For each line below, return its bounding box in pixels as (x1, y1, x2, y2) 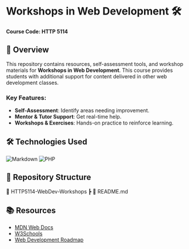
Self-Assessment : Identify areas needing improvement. (14, 107, 150, 114)
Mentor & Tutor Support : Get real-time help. (14, 113, 122, 120)
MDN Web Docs (14, 224, 54, 231)
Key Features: (6, 94, 47, 102)
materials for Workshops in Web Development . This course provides (6, 67, 173, 74)
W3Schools (14, 230, 43, 237)
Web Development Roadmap (14, 236, 84, 243)
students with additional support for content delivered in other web (6, 72, 167, 79)
